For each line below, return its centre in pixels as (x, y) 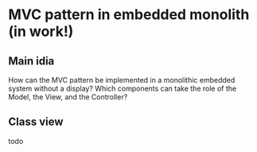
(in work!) (41, 31)
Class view (36, 122)
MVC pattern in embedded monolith (129, 15)
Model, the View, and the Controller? (68, 97)
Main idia (31, 61)
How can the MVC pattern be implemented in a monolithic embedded (122, 80)
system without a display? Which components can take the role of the (123, 88)
